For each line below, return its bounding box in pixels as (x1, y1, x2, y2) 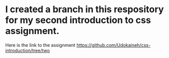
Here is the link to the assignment (5, 42, 75, 48)
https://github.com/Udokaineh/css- (76, 42, 151, 48)
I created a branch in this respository (5, 4, 164, 15)
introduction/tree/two (5, 47, 50, 53)
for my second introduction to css (5, 14, 151, 26)
